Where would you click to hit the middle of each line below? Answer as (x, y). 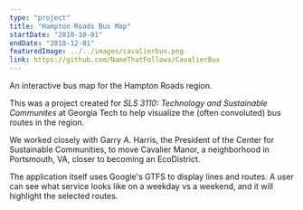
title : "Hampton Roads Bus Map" (70, 26)
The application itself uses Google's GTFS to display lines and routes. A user (151, 177)
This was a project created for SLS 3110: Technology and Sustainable (139, 103)
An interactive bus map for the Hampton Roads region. (111, 86)
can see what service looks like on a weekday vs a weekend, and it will (142, 186)
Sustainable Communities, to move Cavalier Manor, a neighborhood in (139, 149)
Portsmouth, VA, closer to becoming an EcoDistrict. (105, 159)
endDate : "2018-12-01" (52, 43)
